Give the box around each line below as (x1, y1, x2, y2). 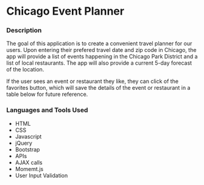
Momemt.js (15, 165, 44, 172)
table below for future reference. (6, 90, 88, 98)
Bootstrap (15, 145, 40, 153)
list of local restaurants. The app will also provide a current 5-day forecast (6, 59, 192, 67)
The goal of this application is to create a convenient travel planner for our (6, 40, 192, 47)
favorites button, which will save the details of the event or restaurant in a (6, 84, 191, 92)
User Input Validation (15, 172, 68, 179)
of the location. (6, 66, 44, 73)
